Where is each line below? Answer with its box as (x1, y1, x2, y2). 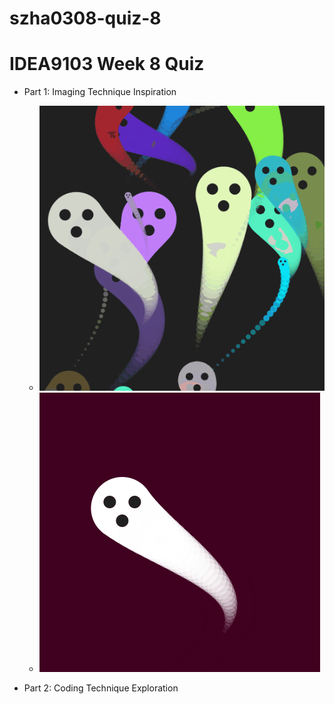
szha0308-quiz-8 (9, 7, 162, 30)
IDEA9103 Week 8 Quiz (9, 53, 205, 76)
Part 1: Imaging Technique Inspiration (23, 86, 177, 98)
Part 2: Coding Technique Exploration (23, 682, 179, 694)
